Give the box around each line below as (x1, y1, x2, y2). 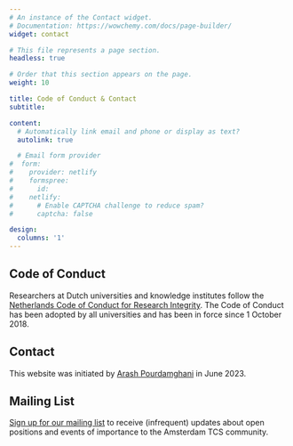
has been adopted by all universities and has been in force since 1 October (9, 309, 282, 320)
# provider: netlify (9, 168, 98, 177)
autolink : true (17, 135, 74, 144)
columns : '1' (17, 233, 66, 243)
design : (9, 225, 38, 234)
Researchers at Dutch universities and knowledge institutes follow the (9, 290, 265, 301)
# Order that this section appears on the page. (9, 70, 193, 79)
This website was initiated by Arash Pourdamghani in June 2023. (9, 368, 247, 378)
